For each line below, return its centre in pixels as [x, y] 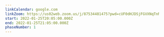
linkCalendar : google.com [31, 9]
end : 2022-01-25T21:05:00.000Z [37, 23]
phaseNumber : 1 [20, 27]
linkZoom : [15, 14]
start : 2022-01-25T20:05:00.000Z [39, 18]
